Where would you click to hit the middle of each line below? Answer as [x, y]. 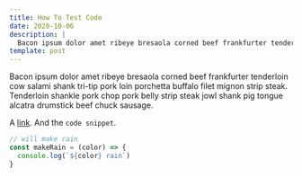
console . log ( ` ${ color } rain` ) [74, 155]
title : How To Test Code [56, 18]
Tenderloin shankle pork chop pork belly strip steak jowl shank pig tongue [146, 96]
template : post [38, 51]
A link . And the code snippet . [63, 123]
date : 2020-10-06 [42, 26]
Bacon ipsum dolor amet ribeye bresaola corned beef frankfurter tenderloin [149, 76]
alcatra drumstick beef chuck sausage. [82, 105]
